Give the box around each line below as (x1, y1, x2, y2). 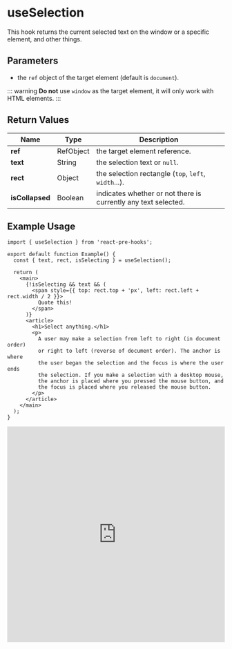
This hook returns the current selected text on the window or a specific (7, 28, 209, 36)
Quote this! (37, 299, 72, 307)
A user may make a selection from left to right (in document (37, 336, 221, 342)
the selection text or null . (96, 157, 179, 167)
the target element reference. (96, 146, 191, 156)
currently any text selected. (96, 197, 185, 206)
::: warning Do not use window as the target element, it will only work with (7, 86, 214, 95)
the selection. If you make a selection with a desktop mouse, (37, 371, 224, 379)
